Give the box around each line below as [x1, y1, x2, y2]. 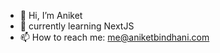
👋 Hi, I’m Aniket [19, 10, 83, 21]
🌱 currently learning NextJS [19, 20, 135, 32]
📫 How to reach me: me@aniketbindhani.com [19, 31, 210, 43]
